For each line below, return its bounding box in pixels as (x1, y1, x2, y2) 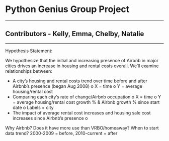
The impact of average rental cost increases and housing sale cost (12, 109, 151, 116)
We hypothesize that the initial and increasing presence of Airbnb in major (5, 57, 158, 63)
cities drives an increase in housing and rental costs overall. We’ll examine (5, 63, 159, 69)
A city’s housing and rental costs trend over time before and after (12, 78, 147, 84)
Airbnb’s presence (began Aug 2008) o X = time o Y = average (12, 83, 142, 89)
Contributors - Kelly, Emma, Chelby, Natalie (5, 30, 144, 38)
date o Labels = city (12, 104, 54, 110)
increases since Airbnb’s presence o (12, 115, 88, 121)
